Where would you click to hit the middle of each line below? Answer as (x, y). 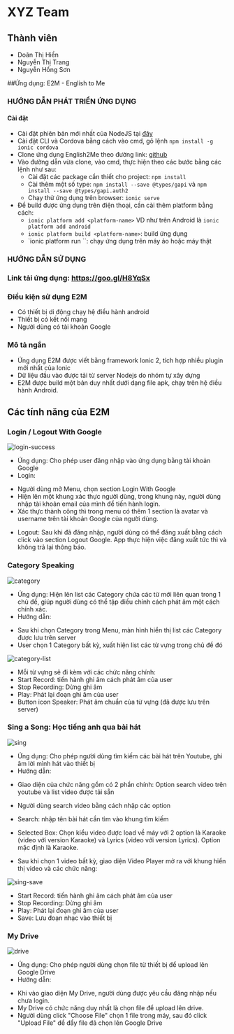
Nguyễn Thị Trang (43, 62)
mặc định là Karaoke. (48, 847)
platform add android (59, 227)
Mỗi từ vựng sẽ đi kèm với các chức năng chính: (86, 672)
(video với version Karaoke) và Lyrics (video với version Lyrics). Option (119, 840)
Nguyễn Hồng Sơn (44, 70)
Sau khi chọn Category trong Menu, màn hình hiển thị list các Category (119, 630)
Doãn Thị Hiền (38, 55)
